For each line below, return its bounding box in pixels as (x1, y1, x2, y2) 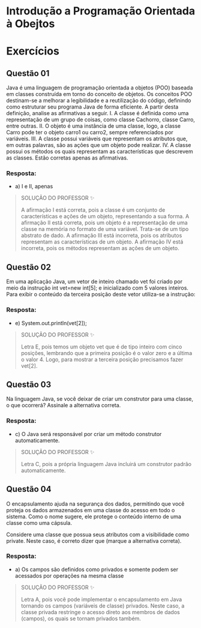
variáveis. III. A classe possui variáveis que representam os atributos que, (6, 135, 188, 142)
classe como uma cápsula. (6, 519, 72, 526)
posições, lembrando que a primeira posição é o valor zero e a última (20, 349, 193, 356)
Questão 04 (6, 484, 52, 494)
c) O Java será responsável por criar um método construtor (14, 430, 162, 437)
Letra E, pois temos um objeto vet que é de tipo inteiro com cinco (20, 343, 182, 350)
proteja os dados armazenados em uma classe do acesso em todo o (6, 506, 175, 513)
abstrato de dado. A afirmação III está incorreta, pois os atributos (20, 232, 182, 239)
